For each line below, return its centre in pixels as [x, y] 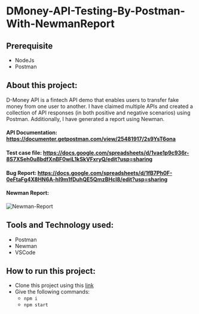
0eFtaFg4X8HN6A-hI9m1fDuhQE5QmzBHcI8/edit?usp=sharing [87, 179]
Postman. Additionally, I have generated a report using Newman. [85, 119]
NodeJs [25, 60]
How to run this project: [51, 271]
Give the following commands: [52, 292]
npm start [36, 305]
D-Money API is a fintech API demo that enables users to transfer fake [93, 99]
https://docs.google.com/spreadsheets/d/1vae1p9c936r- [116, 153]
